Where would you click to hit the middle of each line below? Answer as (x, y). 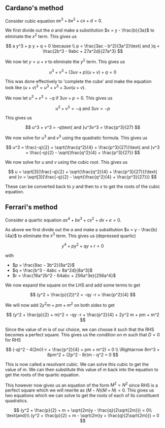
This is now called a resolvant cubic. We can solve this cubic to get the (77, 364)
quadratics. (16, 401)
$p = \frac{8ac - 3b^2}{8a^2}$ (43, 265)
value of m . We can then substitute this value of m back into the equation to (82, 369)
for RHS (13, 340)
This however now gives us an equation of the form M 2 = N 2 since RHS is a (82, 385)
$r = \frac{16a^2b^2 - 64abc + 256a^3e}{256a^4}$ (64, 275)
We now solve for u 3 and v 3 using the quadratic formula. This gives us (76, 138)
